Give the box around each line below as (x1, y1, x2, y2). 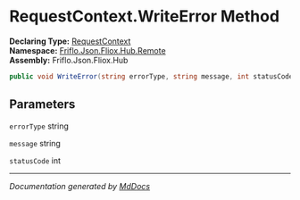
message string (9, 137, 61, 148)
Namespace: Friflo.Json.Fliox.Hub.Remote (9, 45, 167, 55)
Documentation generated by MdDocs (9, 180, 150, 191)
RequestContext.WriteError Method (9, 6, 279, 27)
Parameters (9, 96, 76, 112)
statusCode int (9, 154, 61, 166)
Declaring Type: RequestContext (9, 36, 131, 46)
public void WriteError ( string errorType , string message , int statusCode (9, 71, 294, 81)
